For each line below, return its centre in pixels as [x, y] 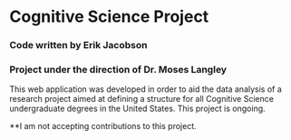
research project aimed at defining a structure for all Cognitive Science [142, 99]
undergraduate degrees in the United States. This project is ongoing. [137, 109]
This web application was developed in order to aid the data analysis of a [146, 89]
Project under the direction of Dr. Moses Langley [118, 70]
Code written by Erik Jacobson [78, 45]
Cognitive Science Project [109, 17]
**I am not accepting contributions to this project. [103, 126]
